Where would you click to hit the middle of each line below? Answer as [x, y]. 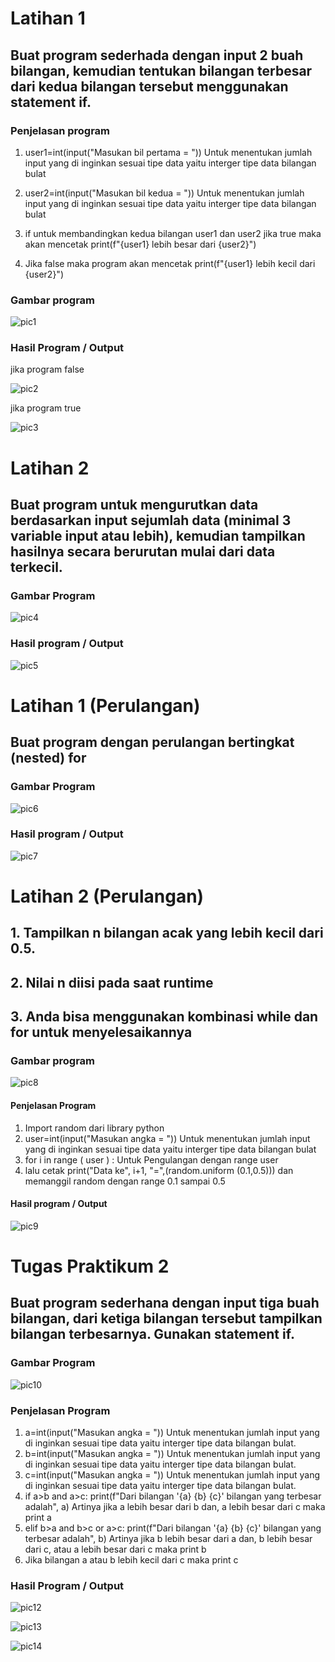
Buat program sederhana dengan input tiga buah [165, 1303]
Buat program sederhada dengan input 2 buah [157, 55]
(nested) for [48, 758]
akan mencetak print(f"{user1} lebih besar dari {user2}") [140, 244]
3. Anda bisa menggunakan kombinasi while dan [164, 1017]
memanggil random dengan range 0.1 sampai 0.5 [125, 1181]
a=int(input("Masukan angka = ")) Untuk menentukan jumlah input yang [172, 1433]
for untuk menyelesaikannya [101, 1032]
